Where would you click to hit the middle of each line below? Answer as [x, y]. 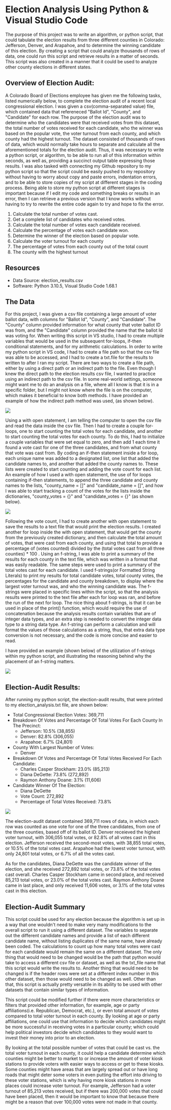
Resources [23, 268]
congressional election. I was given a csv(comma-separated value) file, [80, 106]
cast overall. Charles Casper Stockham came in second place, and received [85, 874]
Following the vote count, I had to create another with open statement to [81, 521]
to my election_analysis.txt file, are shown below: [57, 705]
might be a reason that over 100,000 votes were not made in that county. [81, 1102]
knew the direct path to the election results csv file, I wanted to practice [80, 374]
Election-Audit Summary [45, 907]
